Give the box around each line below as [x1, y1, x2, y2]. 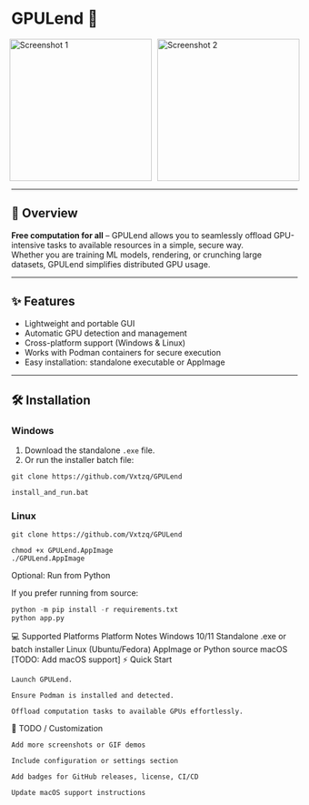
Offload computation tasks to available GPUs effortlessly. [11, 707, 244, 717]
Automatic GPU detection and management [24, 327, 188, 338]
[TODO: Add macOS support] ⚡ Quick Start [11, 654, 173, 665]
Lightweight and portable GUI [24, 317, 135, 328]
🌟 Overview [11, 206, 78, 221]
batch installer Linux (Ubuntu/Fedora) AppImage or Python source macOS [11, 644, 288, 655]
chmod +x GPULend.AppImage [11, 546, 114, 556]
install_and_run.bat [11, 488, 90, 498]
